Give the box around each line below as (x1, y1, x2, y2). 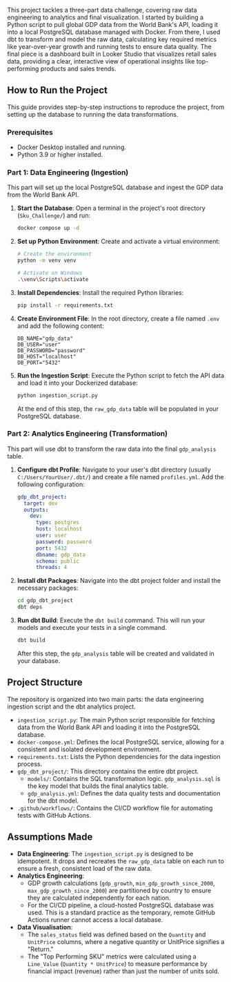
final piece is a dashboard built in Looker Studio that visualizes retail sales (7, 50, 217, 58)
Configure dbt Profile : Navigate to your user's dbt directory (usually (17, 465, 212, 474)
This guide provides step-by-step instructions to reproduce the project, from (7, 103, 225, 111)
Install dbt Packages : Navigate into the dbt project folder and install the (17, 577, 221, 585)
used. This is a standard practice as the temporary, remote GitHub (27, 908, 216, 916)
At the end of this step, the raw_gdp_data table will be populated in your (17, 404, 219, 413)
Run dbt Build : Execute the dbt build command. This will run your (17, 616, 205, 624)
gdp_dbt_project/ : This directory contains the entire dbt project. (17, 767, 199, 776)
